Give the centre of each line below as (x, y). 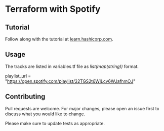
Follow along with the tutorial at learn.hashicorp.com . (59, 39)
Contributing (25, 97)
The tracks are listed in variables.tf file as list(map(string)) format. (72, 66)
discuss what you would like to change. (45, 114)
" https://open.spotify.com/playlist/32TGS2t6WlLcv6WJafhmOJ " (70, 81)
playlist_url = (18, 76)
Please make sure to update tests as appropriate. (55, 123)
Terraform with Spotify (53, 9)
